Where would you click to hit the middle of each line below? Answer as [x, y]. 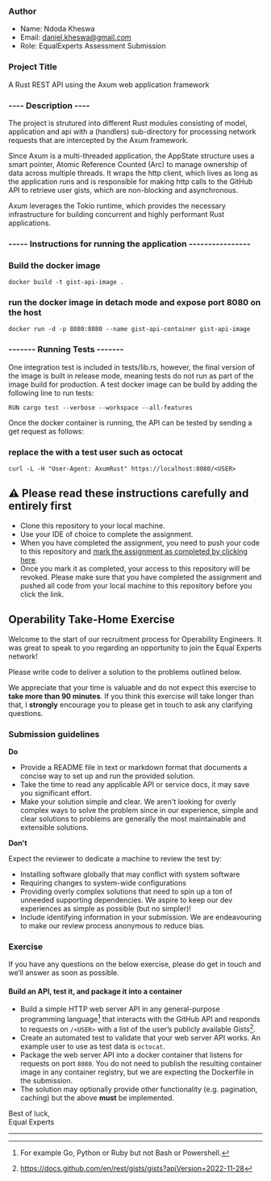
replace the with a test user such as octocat [96, 452]
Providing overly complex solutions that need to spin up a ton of [126, 891]
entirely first [40, 506]
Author [23, 11]
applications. [29, 223]
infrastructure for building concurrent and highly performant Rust [117, 214]
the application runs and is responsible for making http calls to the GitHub [131, 181]
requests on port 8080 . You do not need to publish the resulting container [141, 1063]
